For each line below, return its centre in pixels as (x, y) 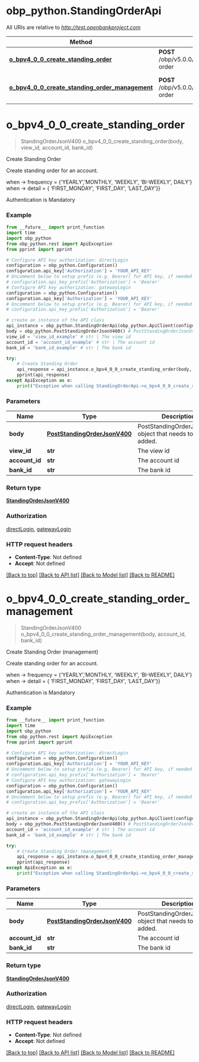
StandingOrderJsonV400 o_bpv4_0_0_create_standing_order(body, (102, 141)
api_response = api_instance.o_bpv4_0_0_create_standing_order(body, (105, 369)
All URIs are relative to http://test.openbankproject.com (73, 27)
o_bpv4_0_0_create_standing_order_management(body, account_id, (103, 634)
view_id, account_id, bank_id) (57, 147)
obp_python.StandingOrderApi (84, 11)
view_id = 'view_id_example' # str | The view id (69, 337)
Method (81, 41)
